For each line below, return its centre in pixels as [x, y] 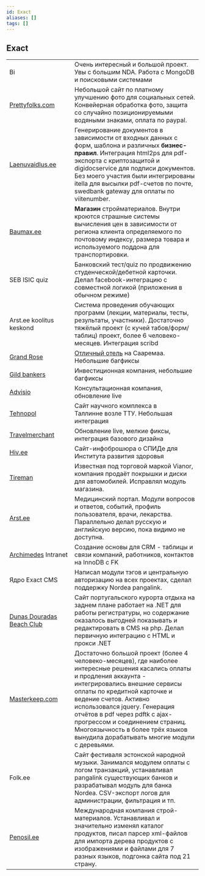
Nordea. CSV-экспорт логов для [122, 793]
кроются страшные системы [117, 216]
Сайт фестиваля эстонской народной [130, 755]
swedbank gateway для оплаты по [124, 191]
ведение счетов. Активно [112, 699]
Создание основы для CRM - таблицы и [134, 547]
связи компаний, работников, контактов [134, 555]
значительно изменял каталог [119, 826]
